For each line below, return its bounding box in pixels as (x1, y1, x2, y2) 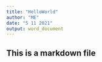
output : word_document (6, 25, 64, 32)
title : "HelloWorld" (6, 8, 59, 15)
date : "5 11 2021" (6, 20, 53, 26)
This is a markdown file (6, 48, 96, 58)
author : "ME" (6, 14, 39, 20)
